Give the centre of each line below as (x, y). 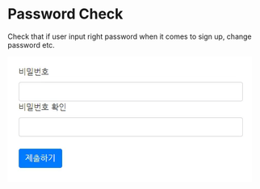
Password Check (65, 14)
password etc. (31, 44)
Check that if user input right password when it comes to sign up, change (130, 36)
